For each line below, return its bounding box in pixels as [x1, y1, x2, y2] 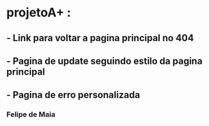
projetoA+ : [6, 5, 71, 21]
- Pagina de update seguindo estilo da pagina [6, 55, 203, 66]
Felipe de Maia [6, 110, 56, 119]
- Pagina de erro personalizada [6, 89, 141, 101]
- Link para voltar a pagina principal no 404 [6, 32, 194, 44]
